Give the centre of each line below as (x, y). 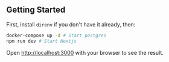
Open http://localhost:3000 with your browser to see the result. (85, 52)
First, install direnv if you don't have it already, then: (71, 24)
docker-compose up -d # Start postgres (56, 36)
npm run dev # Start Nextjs (42, 41)
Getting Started (36, 10)
